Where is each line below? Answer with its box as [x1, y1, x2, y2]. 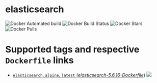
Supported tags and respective [5, 44, 140, 56]
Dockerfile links [5, 54, 74, 66]
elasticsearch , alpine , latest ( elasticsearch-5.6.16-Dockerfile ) [12, 72, 146, 78]
